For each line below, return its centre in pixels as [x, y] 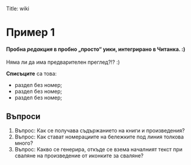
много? [24, 143]
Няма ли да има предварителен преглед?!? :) [63, 62]
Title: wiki [18, 9]
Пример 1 [30, 33]
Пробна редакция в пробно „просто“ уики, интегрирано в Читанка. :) [96, 49]
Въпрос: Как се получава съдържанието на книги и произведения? [100, 131]
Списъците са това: [32, 74]
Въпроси [23, 116]
